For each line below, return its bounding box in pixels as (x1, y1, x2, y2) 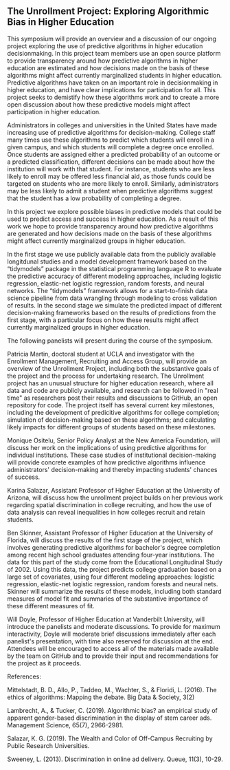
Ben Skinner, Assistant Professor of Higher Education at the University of (7, 528, 214, 537)
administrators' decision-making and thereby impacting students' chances (7, 465, 218, 473)
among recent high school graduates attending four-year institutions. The (7, 550, 215, 559)
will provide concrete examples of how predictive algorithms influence (7, 458, 206, 467)
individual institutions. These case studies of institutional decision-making (7, 451, 216, 459)
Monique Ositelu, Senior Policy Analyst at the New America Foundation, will (7, 436, 220, 445)
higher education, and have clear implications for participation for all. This (7, 85, 216, 94)
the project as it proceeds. (7, 659, 82, 667)
